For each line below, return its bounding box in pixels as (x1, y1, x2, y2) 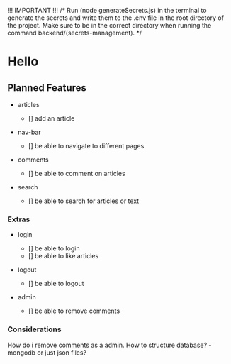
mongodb (7, 348, 36, 357)
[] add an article (28, 114, 75, 123)
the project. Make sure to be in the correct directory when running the (7, 21, 212, 29)
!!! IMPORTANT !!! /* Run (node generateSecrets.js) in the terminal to (7, 6, 207, 14)
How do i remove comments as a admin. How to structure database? (7, 341, 208, 349)
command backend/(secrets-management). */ (7, 28, 142, 37)
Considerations (7, 324, 62, 334)
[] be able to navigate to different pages (28, 142, 145, 150)
